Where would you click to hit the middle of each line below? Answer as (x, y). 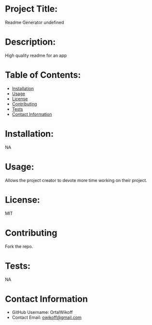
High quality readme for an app (36, 55)
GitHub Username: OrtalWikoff (42, 312)
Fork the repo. (19, 246)
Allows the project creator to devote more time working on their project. (76, 180)
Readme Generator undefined (35, 22)
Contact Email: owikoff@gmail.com (47, 317)
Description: (30, 42)
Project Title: (31, 9)
